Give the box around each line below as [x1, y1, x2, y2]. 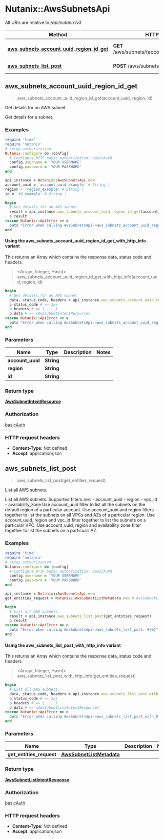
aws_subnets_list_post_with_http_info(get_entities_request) [17, 673, 136, 679]
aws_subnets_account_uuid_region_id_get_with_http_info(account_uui [17, 274, 158, 280]
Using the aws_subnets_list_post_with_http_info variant [5, 642, 121, 648]
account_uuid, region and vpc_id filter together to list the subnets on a [5, 517, 146, 523]
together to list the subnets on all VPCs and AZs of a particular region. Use [5, 512, 155, 518]
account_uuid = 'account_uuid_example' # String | [5, 182, 110, 187]
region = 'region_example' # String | [5, 187, 84, 192]
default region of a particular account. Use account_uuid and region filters [5, 506, 154, 513]
